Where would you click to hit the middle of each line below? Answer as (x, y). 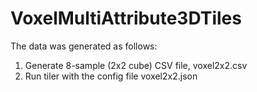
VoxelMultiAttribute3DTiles (126, 18)
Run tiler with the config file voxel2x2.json (111, 76)
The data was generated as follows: (84, 46)
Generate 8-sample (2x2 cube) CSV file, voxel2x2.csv (136, 65)
